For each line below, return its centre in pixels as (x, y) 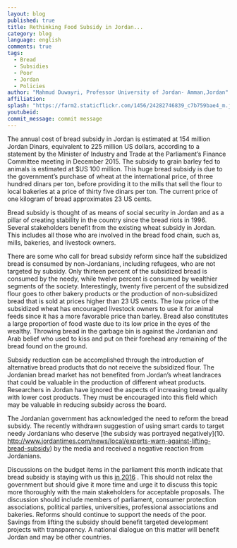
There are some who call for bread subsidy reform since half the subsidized (117, 256)
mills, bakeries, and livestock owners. (62, 242)
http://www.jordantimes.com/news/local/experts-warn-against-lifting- (109, 441)
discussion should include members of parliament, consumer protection (112, 499)
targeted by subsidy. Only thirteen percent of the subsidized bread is (107, 271)
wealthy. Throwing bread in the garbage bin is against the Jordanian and (113, 331)
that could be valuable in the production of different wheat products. (107, 382)
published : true (31, 20)
